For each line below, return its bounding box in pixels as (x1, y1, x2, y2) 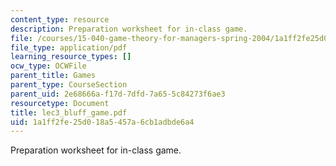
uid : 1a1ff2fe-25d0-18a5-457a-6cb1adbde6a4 (10, 117, 195, 127)
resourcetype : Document (10, 98, 110, 108)
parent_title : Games (10, 71, 97, 81)
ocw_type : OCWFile (10, 61, 87, 71)
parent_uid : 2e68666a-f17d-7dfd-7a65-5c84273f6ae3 (10, 89, 226, 99)
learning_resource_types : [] (10, 52, 132, 62)
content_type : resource (10, 14, 110, 25)
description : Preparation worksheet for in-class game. (10, 24, 248, 34)
